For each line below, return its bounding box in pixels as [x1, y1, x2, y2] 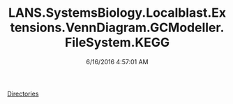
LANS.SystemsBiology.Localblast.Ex [8, 5, 227, 21]
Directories [7, 89, 39, 98]
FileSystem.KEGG [65, 35, 170, 50]
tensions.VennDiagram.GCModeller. [10, 20, 225, 36]
